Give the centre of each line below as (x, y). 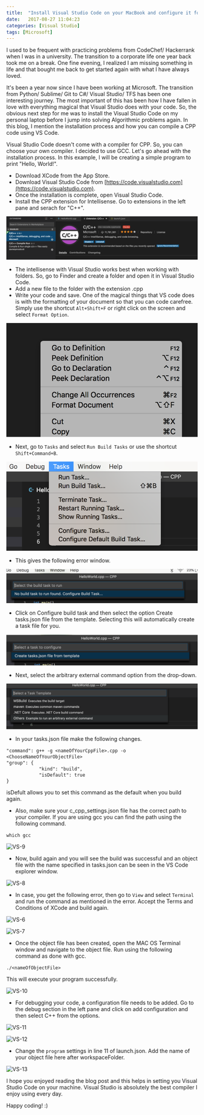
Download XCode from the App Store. (62, 176)
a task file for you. (38, 626)
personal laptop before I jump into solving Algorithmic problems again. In (97, 120)
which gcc (19, 836)
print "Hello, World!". (32, 164)
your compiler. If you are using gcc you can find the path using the (98, 817)
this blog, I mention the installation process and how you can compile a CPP (101, 126)
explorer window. (37, 871)
